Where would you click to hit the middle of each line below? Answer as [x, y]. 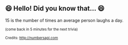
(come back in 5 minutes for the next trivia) [41, 29]
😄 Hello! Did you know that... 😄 [55, 9]
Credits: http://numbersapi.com [32, 38]
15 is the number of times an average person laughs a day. [64, 20]
